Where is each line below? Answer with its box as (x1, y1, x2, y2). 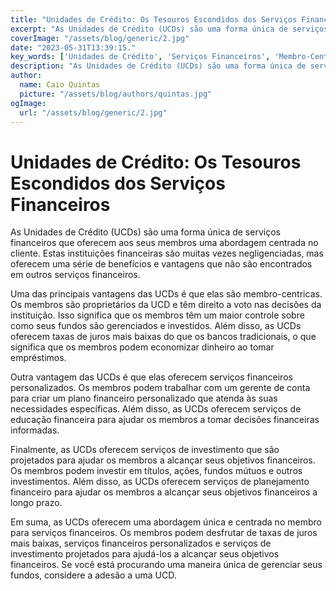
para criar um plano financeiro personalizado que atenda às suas (10, 392, 278, 405)
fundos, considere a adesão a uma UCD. (10, 569, 177, 581)
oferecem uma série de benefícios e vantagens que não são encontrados (10, 258, 313, 270)
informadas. (10, 424, 60, 436)
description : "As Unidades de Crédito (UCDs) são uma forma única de (10, 61, 307, 71)
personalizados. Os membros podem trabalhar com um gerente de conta (10, 382, 311, 394)
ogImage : (10, 98, 47, 108)
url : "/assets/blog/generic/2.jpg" (19, 107, 168, 118)
